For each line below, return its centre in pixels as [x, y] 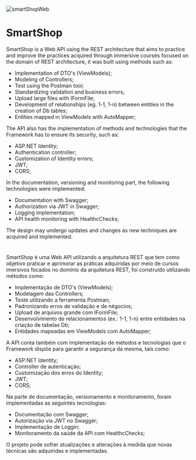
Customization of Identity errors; [54, 158]
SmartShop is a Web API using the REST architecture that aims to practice [96, 49]
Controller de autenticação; [48, 367]
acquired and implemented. [39, 236]
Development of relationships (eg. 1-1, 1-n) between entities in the [94, 104]
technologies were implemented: [46, 188]
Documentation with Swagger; [52, 200]
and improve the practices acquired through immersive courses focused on [97, 55]
